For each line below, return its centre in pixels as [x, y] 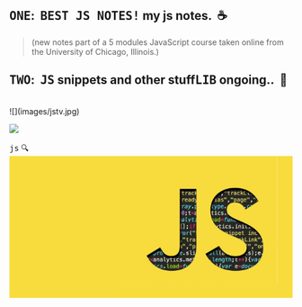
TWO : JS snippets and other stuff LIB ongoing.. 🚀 [148, 80]
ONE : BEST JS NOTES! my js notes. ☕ [118, 16]
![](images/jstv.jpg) [44, 111]
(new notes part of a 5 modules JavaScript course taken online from [158, 42]
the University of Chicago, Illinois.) [95, 51]
